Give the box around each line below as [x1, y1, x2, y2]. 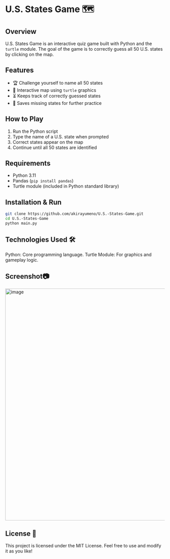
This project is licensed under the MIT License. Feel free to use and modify [5, 543, 161, 549]
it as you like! [5, 548, 33, 554]
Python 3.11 [12, 172, 36, 178]
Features [5, 66, 34, 74]
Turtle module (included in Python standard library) [12, 183, 119, 190]
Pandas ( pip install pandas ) [12, 178, 74, 184]
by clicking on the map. [5, 51, 54, 57]
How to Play [5, 115, 44, 124]
